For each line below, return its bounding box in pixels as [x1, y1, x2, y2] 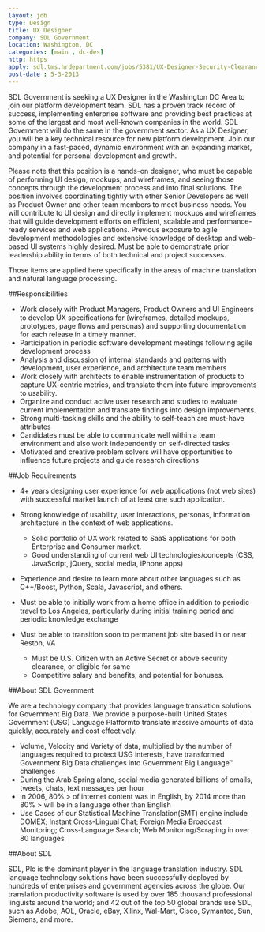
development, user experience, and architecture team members [19, 363, 227, 372]
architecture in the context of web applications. [19, 518, 174, 528]
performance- [206, 216, 252, 226]
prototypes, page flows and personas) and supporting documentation [19, 321, 247, 330]
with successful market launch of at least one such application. [19, 494, 225, 504]
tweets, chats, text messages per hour [19, 783, 144, 792]
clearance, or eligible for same [31, 661, 131, 671]
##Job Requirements [8, 471, 77, 480]
